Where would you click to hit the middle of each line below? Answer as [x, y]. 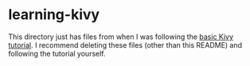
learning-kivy [54, 15]
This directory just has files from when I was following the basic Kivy [121, 37]
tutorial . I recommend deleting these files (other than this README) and [125, 45]
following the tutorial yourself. [57, 53]
